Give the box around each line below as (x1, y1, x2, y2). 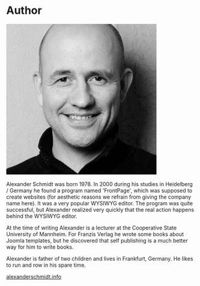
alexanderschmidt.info (6, 273, 62, 280)
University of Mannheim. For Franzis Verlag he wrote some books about (6, 230, 184, 238)
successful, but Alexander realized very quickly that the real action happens (6, 206, 195, 213)
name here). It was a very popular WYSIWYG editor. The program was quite (6, 199, 193, 207)
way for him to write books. (6, 243, 74, 250)
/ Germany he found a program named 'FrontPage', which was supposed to (6, 187, 193, 194)
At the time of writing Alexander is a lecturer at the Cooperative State (6, 224, 177, 231)
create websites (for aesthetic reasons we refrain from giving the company (6, 193, 192, 201)
